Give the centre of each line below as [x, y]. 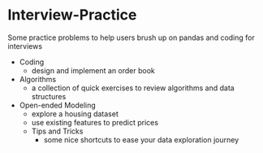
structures [49, 96]
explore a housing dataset [75, 114]
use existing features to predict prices [95, 122]
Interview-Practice [72, 15]
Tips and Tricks [57, 131]
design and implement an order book [93, 70]
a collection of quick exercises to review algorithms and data [133, 88]
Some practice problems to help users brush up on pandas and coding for [131, 37]
